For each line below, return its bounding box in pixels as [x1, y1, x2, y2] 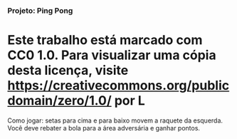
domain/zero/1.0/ [7, 93, 112, 109]
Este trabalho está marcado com [7, 32, 203, 48]
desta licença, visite [7, 63, 129, 78]
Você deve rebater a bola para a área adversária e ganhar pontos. [7, 123, 201, 132]
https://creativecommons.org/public [7, 78, 230, 94]
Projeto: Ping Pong [7, 6, 73, 16]
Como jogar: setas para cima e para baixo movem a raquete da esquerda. [7, 116, 223, 125]
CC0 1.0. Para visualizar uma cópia [7, 47, 216, 63]
